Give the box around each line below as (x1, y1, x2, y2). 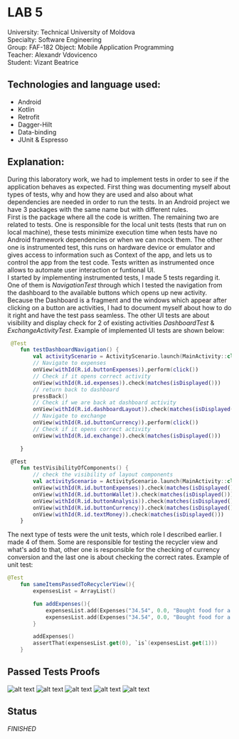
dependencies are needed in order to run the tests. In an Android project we (7, 197, 230, 206)
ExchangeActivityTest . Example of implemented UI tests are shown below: (7, 326, 225, 334)
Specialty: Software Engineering (7, 35, 102, 43)
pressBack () (33, 393, 69, 400)
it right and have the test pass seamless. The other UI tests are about (7, 311, 210, 319)
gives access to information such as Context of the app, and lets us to (7, 250, 213, 259)
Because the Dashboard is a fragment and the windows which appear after (7, 296, 228, 304)
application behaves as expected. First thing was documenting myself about (7, 182, 231, 191)
